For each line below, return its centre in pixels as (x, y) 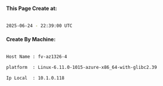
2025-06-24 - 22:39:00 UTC (39, 26)
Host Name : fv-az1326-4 (37, 57)
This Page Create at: (32, 8)
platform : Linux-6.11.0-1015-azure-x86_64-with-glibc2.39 (82, 68)
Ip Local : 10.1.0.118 (35, 78)
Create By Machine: (31, 39)
